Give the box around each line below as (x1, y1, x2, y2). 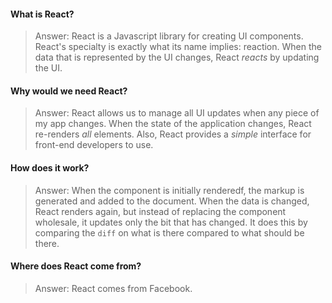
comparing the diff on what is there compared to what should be (34, 226, 305, 239)
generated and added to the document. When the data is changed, (34, 195, 310, 207)
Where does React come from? (10, 260, 142, 272)
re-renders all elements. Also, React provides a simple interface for (34, 128, 312, 140)
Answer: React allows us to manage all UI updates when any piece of (34, 107, 320, 119)
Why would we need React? (10, 85, 128, 97)
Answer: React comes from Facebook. (34, 282, 193, 294)
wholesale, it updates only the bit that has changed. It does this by (34, 216, 308, 228)
